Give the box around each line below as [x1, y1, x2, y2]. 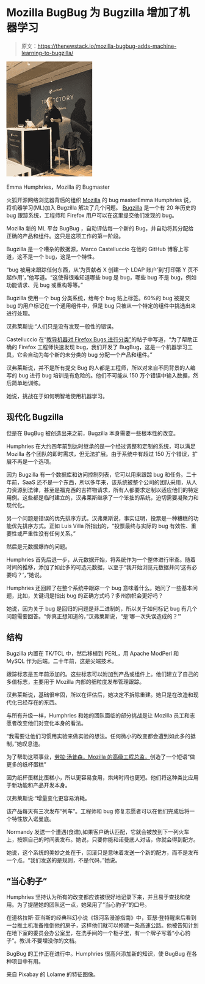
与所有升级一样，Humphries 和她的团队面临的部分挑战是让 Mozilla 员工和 [6, 711, 190, 719]
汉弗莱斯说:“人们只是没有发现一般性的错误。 [6, 322, 117, 330]
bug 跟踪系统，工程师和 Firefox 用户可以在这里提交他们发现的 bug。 [6, 211, 178, 219]
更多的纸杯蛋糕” [6, 760, 47, 768]
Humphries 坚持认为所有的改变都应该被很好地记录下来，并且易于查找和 [6, 893, 185, 901]
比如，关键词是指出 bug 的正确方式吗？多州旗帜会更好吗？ [16, 592, 164, 599]
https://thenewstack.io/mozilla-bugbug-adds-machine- [37, 42, 177, 50]
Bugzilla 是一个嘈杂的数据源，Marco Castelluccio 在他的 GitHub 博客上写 [6, 245, 189, 252]
